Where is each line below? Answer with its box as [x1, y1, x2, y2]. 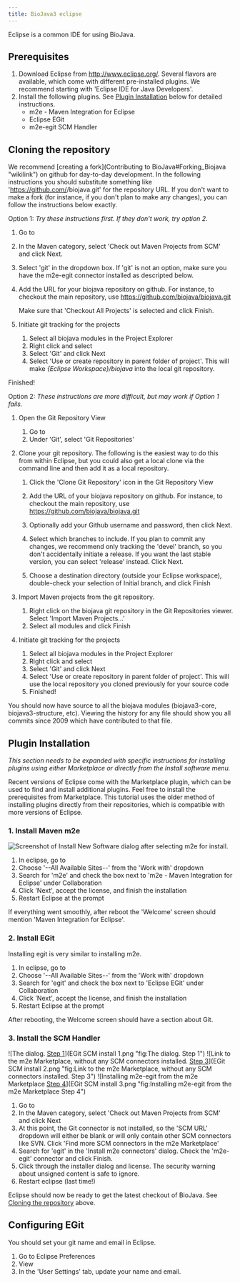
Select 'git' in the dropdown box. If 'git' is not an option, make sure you [18, 264, 227, 272]
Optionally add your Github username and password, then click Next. [29, 521, 233, 530]
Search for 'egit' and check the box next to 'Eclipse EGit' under [18, 979, 204, 987]
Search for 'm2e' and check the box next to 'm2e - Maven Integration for [18, 871, 233, 880]
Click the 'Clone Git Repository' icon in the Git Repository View [29, 478, 214, 487]
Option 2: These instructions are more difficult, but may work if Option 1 [8, 392, 220, 401]
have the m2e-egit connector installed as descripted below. [18, 271, 194, 279]
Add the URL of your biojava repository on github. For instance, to [29, 492, 224, 500]
